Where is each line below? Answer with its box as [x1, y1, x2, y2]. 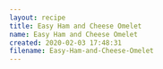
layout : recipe [9, 13, 66, 22]
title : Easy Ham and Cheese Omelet [9, 22, 142, 30]
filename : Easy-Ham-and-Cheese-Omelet [9, 47, 154, 56]
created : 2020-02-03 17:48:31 [9, 38, 123, 47]
